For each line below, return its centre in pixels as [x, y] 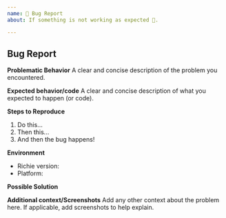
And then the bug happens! [56, 140]
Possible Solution [33, 187]
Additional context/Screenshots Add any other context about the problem [113, 200]
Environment [26, 153]
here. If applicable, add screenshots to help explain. [81, 208]
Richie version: [38, 166]
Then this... [33, 132]
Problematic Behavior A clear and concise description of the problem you [112, 70]
